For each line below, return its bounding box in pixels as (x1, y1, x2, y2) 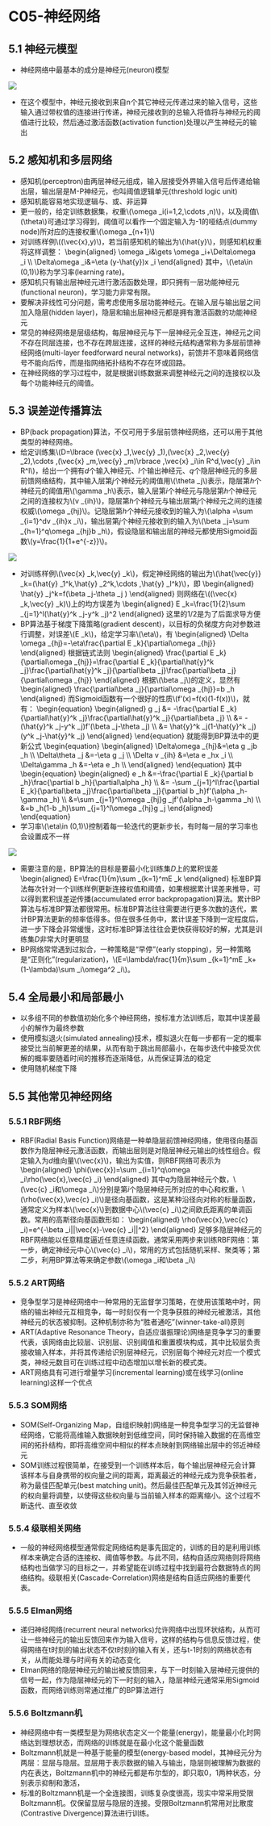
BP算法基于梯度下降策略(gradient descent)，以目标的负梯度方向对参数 (19, 619, 254, 629)
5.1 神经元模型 (8, 42, 78, 56)
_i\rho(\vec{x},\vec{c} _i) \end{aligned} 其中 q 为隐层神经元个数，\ (19, 1175, 236, 1185)
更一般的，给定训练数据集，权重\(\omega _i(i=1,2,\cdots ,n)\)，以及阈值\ (19, 207, 260, 216)
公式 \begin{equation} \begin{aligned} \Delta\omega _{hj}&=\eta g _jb (27, 741, 258, 750)
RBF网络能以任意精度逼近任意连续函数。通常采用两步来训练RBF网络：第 (19, 1235, 260, 1245)
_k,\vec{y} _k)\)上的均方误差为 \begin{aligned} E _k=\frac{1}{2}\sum (19, 599, 246, 608)
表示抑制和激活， (27, 1778, 85, 1787)
